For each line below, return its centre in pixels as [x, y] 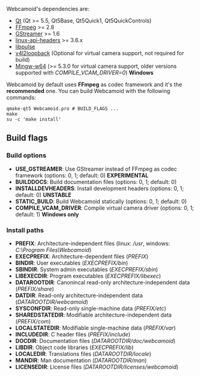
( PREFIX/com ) [33, 321]
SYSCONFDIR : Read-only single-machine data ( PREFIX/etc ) [91, 308]
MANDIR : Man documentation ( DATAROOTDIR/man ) [81, 360]
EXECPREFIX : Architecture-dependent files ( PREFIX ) [82, 256]
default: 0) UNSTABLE [43, 194]
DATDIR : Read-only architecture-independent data [79, 295]
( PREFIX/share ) [35, 289]
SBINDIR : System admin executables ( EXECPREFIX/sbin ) [87, 269]
